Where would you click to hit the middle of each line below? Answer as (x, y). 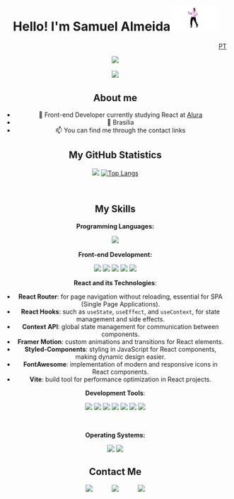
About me (115, 98)
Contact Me (115, 472)
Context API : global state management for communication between (121, 326)
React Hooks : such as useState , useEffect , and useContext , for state (121, 311)
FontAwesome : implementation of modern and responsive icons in (121, 364)
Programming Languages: (115, 226)
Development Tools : (115, 393)
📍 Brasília (121, 122)
